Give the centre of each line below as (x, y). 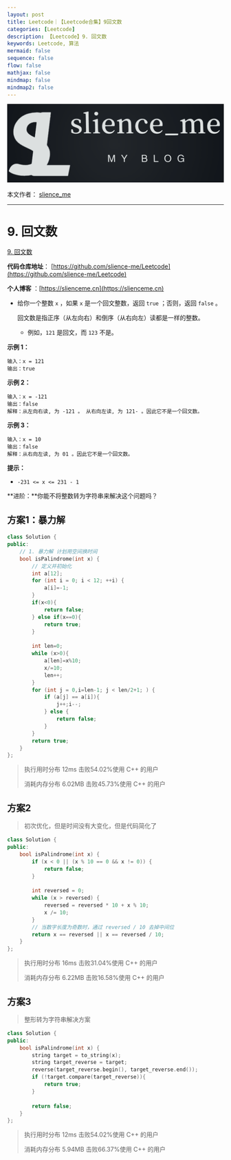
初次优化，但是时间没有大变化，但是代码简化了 (90, 826)
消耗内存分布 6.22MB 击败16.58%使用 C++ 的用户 (94, 978)
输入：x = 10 (24, 440)
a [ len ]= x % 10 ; (62, 661)
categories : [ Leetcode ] (41, 29)
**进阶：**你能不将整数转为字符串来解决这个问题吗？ (82, 496)
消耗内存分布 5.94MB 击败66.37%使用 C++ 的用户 (95, 1150)
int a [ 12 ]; (47, 573)
